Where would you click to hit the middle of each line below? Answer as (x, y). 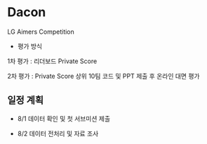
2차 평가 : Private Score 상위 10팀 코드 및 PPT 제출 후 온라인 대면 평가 (103, 76)
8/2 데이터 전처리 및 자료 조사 (58, 133)
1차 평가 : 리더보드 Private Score (52, 61)
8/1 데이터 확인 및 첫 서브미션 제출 (64, 118)
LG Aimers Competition (41, 32)
